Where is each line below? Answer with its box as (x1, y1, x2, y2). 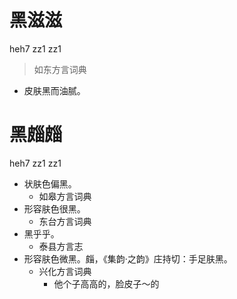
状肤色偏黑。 (23, 177, 77, 190)
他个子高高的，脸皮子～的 (53, 277, 160, 290)
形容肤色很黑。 (23, 202, 86, 215)
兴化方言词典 (38, 265, 92, 277)
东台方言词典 (38, 215, 92, 227)
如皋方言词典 (38, 190, 92, 202)
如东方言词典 (33, 63, 87, 75)
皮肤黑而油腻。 (23, 84, 86, 96)
